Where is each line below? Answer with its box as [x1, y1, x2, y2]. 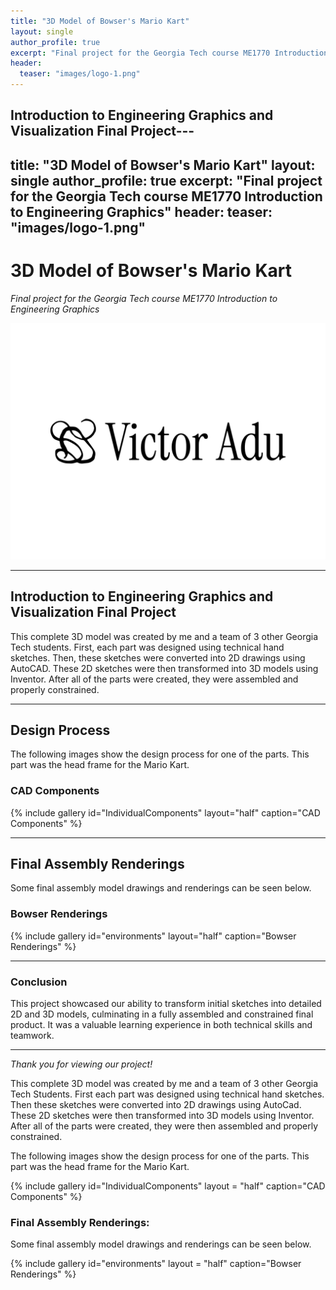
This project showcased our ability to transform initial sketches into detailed [10, 998, 322, 1010]
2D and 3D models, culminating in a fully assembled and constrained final [10, 1008, 314, 1020]
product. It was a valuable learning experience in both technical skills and [10, 1019, 313, 1031]
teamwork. [10, 1030, 55, 1042]
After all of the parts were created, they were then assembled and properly [10, 1120, 319, 1132]
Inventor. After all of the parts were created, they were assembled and [10, 673, 299, 685]
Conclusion [10, 975, 68, 989]
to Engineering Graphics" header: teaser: [10, 203, 273, 220]
